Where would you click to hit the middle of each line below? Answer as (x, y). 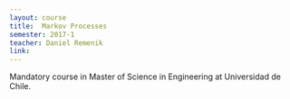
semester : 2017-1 (42, 34)
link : (19, 51)
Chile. (20, 86)
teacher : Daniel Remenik (56, 43)
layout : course (38, 18)
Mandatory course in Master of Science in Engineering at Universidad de (145, 76)
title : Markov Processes (58, 26)
